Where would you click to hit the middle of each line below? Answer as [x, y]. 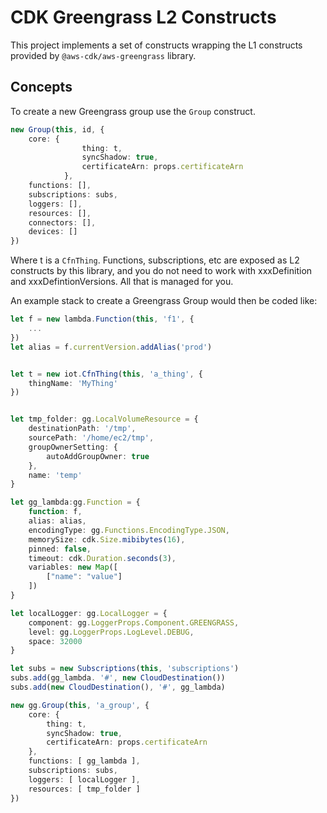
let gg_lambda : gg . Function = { [75, 502]
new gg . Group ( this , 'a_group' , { [80, 705]
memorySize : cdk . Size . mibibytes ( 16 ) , [107, 539]
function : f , [55, 512]
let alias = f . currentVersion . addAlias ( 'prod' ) [111, 347]
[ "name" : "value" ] [84, 577]
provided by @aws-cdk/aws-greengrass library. [103, 55]
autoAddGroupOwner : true [98, 456]
